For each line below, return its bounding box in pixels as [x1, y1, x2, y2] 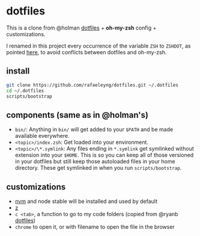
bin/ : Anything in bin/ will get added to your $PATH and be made [14, 126, 174, 133]
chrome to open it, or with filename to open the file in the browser [14, 223, 175, 230]
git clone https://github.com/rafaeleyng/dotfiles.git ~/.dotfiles [6, 82, 179, 88]
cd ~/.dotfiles [6, 87, 44, 94]
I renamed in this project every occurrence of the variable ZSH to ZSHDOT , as [6, 42, 191, 49]
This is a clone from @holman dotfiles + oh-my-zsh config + [6, 24, 157, 31]
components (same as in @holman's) [6, 110, 149, 120]
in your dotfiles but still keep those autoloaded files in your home [14, 158, 175, 165]
